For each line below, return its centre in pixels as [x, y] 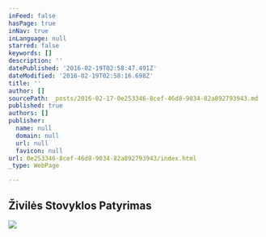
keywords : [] [30, 53]
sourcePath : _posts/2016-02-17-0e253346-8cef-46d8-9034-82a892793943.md [133, 98]
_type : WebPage [34, 166]
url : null [32, 143]
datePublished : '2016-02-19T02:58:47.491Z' [83, 69]
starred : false [34, 46]
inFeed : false [32, 16]
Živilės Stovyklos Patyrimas [80, 205]
